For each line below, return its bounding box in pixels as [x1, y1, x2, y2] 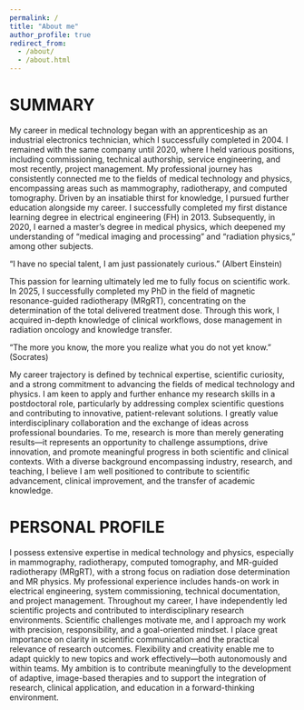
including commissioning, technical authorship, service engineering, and [9, 154, 281, 165]
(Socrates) [9, 351, 49, 362]
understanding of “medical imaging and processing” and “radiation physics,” [9, 231, 296, 242]
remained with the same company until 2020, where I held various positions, [9, 144, 295, 155]
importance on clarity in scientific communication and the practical [9, 634, 260, 645]
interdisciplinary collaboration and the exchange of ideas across [9, 417, 250, 428]
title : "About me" [9, 22, 79, 31]
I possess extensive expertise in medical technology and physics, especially [9, 546, 295, 557]
